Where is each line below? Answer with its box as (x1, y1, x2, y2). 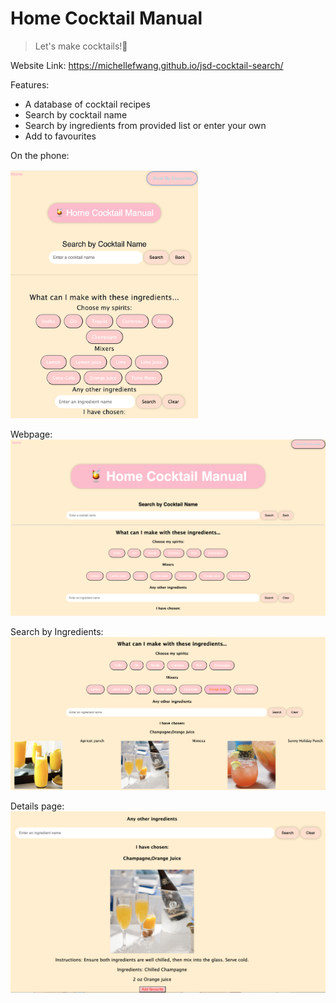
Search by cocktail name (24, 108, 128, 121)
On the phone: (10, 149, 70, 161)
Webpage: (10, 428, 53, 441)
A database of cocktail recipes (24, 98, 151, 110)
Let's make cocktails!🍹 (34, 40, 128, 52)
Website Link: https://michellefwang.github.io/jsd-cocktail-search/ (10, 59, 284, 71)
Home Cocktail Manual (10, 7, 203, 30)
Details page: (10, 800, 65, 812)
